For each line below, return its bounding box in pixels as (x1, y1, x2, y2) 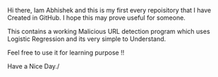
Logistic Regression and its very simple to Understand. (7, 35, 166, 43)
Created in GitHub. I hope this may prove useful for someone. (7, 13, 186, 22)
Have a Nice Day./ (7, 62, 60, 70)
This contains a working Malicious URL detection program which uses (7, 28, 210, 35)
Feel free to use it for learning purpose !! (7, 49, 125, 57)
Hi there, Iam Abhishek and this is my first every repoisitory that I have (7, 6, 212, 14)
